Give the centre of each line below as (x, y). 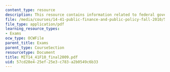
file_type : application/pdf (35, 24)
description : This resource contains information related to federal (80, 15)
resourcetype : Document (30, 52)
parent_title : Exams (27, 43)
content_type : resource (30, 10)
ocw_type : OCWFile (25, 39)
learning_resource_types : (32, 29)
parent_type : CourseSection (35, 48)
